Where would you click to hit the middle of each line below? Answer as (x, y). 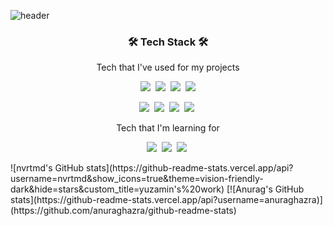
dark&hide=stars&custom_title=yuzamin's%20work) (117, 189)
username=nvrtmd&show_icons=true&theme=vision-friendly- (137, 179)
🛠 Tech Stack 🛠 (168, 42)
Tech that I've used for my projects (168, 67)
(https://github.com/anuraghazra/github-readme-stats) (123, 211)
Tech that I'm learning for (168, 128)
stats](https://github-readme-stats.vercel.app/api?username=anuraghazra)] (166, 200)
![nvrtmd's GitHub (47, 168)
